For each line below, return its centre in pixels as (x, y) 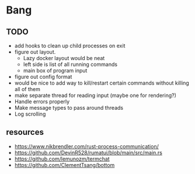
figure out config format (43, 77)
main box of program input (55, 70)
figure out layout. (35, 52)
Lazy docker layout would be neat (64, 58)
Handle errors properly (42, 102)
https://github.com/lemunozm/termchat (62, 159)
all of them (27, 89)
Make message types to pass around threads (69, 108)
